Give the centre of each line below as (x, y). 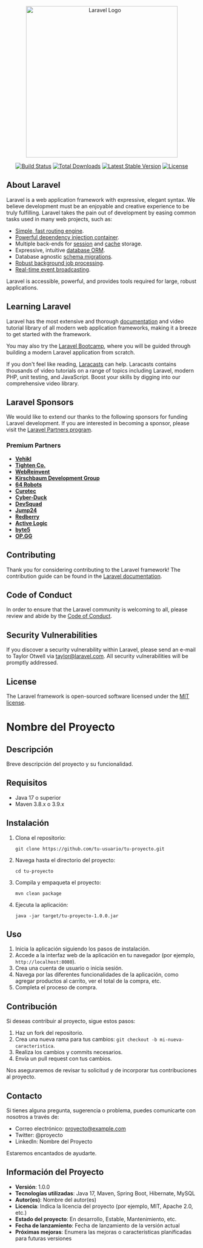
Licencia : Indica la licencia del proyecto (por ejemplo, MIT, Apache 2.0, (104, 1206)
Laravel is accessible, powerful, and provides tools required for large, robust (101, 281)
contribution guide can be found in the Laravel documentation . (84, 576)
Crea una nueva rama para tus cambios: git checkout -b (86, 1040)
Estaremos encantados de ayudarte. (52, 1153)
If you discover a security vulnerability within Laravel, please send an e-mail (101, 650)
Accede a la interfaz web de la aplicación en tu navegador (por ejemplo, (105, 955)
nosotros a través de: (33, 1117)
